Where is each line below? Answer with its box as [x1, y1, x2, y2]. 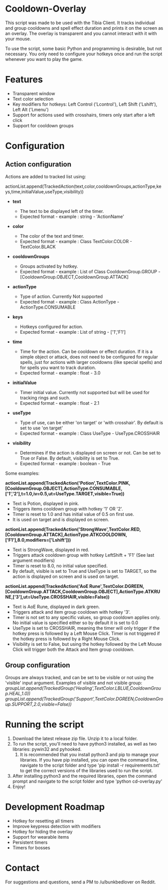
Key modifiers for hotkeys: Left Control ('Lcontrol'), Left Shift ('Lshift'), [12, 101, 157, 107]
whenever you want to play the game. [5, 56, 83, 62]
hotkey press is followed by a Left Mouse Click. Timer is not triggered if [12, 630, 160, 636]
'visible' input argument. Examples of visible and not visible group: [5, 680, 142, 686]
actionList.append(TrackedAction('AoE [5, 583, 89, 589]
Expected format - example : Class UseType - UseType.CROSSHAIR [20, 430, 160, 436]
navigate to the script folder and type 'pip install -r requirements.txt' [20, 762, 160, 768]
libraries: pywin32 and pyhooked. [12, 746, 82, 752]
